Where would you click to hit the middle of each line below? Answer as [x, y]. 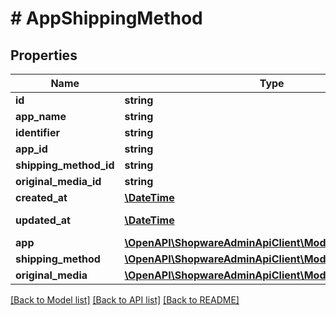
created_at [41, 197]
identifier [37, 132]
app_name [41, 116]
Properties [44, 55]
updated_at [43, 220]
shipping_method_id [65, 165]
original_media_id [58, 181]
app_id [31, 149]
